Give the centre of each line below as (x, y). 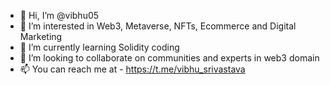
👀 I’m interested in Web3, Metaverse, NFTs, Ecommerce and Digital (158, 26)
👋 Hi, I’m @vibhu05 (59, 15)
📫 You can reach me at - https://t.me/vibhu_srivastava (132, 69)
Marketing (41, 36)
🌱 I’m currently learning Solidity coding (99, 47)
